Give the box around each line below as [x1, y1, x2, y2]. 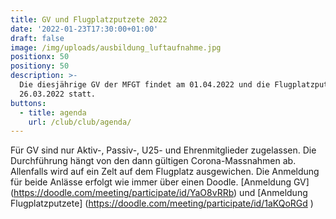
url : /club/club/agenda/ [28, 117, 132, 127]
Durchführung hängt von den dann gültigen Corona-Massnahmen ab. [10, 155, 297, 167]
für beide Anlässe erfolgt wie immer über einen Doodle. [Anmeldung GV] [10, 176, 310, 188]
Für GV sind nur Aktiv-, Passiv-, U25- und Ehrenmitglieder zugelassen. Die [10, 144, 317, 156]
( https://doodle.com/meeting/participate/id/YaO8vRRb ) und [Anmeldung [10, 187, 308, 199]
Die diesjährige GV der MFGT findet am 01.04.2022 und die [19, 80, 271, 90]
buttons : [10, 98, 47, 108]
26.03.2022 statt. [19, 89, 97, 99]
